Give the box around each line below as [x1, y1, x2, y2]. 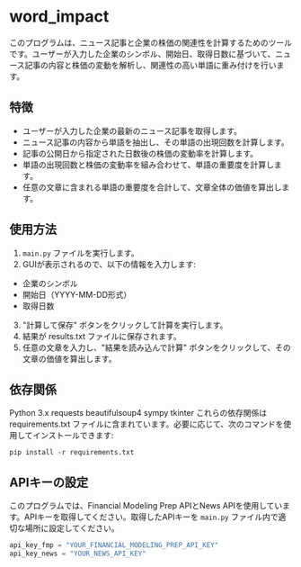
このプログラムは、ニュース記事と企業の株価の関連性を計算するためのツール [9, 37, 292, 48]
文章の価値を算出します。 [22, 353, 117, 364]
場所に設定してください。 [24, 523, 120, 534]
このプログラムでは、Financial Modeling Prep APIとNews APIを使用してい [9, 500, 283, 511]
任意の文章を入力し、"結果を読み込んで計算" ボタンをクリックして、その [22, 342, 291, 353]
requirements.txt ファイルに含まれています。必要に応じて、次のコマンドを [9, 418, 284, 429]
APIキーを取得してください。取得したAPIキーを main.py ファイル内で [23, 511, 279, 523]
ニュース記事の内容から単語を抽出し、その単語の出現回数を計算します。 [22, 137, 289, 148]
